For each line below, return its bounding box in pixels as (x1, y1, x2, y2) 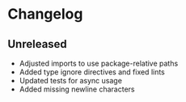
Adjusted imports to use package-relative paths (19, 58, 179, 68)
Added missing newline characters (19, 84, 135, 94)
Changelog (7, 5, 83, 23)
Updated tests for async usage (19, 76, 123, 85)
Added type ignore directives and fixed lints (19, 67, 165, 77)
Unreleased (7, 37, 68, 51)
